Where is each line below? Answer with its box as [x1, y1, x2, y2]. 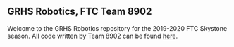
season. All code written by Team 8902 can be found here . [7, 32, 178, 40]
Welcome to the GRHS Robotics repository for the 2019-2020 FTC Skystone [7, 24, 228, 32]
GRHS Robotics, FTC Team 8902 [7, 6, 152, 18]
